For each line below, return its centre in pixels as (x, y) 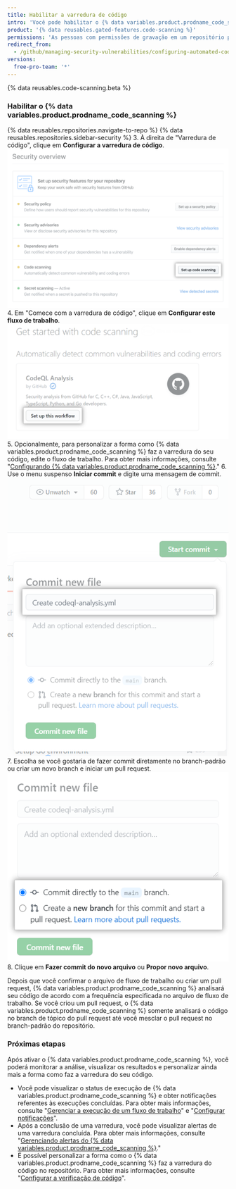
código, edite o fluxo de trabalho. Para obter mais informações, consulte (112, 459)
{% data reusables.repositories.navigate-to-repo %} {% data (95, 130)
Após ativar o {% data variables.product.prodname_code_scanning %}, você (118, 1059)
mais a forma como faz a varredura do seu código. (80, 1074)
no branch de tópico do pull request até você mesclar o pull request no (110, 1019)
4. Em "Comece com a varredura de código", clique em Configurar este (111, 313)
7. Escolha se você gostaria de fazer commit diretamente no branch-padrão (117, 761)
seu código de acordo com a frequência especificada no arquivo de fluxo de (118, 996)
